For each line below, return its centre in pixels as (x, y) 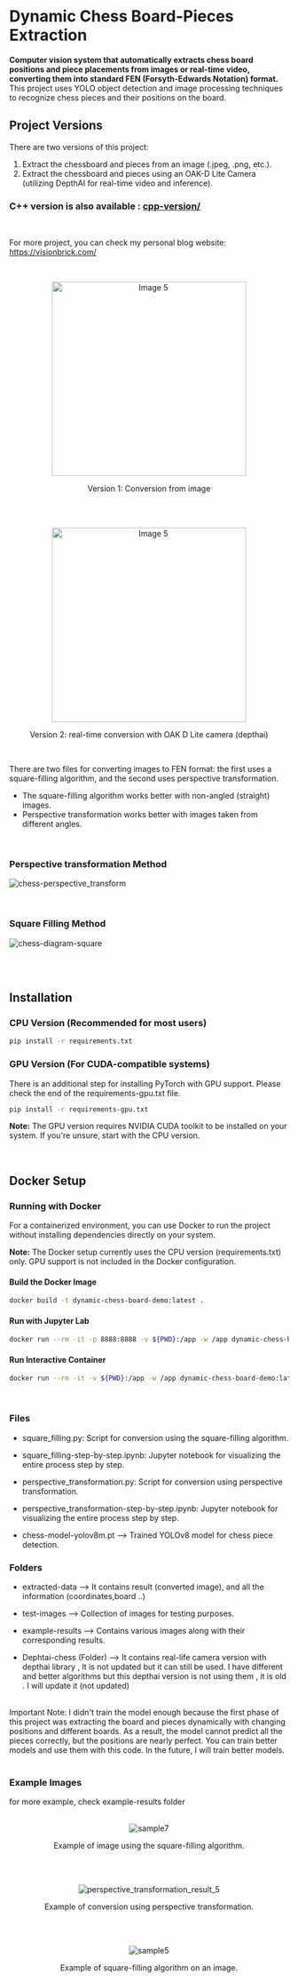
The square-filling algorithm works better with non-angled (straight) (146, 796)
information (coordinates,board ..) (84, 1596)
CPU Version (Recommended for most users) (108, 1023)
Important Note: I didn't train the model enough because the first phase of (144, 1712)
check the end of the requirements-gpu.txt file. (95, 1093)
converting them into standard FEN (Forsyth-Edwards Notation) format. (144, 78)
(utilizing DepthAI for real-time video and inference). (117, 183)
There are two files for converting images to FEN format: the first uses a (141, 769)
